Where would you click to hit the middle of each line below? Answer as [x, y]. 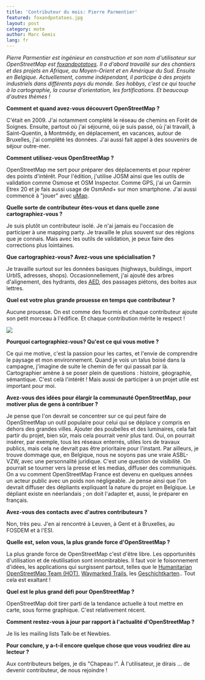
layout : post [23, 23]
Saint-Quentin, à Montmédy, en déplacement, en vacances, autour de [94, 133]
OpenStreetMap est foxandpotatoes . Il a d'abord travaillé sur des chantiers [101, 64]
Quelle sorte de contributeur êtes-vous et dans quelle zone [83, 207]
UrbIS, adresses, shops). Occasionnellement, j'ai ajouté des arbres [90, 275]
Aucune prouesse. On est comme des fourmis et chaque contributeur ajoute [102, 312]
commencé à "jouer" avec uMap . [48, 195]
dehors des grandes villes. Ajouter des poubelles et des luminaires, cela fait [101, 429]
